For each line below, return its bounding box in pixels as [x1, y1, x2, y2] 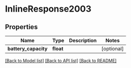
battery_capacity [7, 45, 48, 52]
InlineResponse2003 [5, 3, 92, 15]
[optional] [101, 45, 124, 52]
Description [69, 37, 97, 44]
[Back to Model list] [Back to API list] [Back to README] [5, 58, 117, 64]
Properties [5, 23, 38, 31]
